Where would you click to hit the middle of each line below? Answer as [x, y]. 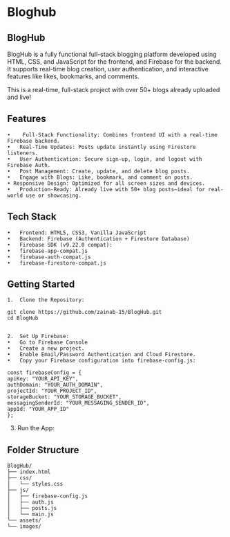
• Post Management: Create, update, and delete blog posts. [98, 171]
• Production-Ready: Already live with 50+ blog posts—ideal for [106, 189]
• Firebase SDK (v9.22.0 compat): [60, 245]
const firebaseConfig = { [44, 373]
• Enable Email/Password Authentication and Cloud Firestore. [102, 355]
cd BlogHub [23, 318]
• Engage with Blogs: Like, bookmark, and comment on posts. [100, 177]
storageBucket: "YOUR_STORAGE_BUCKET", [65, 397]
